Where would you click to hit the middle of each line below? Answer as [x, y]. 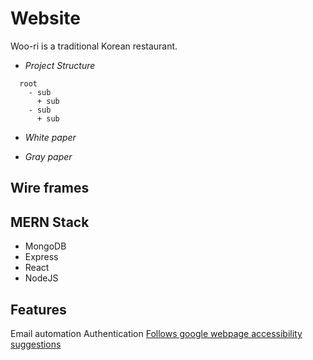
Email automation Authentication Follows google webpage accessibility [156, 333]
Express [41, 257]
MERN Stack [50, 222]
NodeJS [41, 278]
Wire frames [50, 188]
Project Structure [60, 65]
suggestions [36, 344]
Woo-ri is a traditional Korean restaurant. [94, 46]
